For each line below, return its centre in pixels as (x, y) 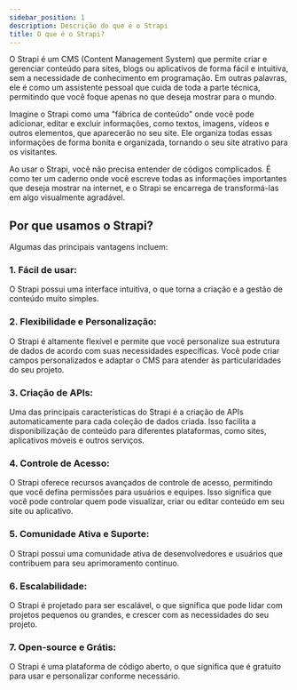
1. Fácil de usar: (43, 270)
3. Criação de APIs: (51, 392)
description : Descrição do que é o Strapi (89, 26)
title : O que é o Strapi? (57, 34)
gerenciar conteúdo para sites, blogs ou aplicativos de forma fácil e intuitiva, (149, 68)
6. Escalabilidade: (48, 586)
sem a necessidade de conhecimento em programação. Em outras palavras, (148, 78)
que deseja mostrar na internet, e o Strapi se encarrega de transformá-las (144, 189)
